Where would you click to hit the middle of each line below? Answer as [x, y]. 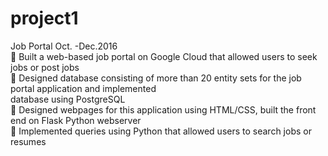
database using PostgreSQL [68, 99]
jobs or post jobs [45, 67]
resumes [28, 141]
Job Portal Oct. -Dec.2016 [64, 46]
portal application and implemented [83, 88]
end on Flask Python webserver [76, 120]
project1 [44, 18]
